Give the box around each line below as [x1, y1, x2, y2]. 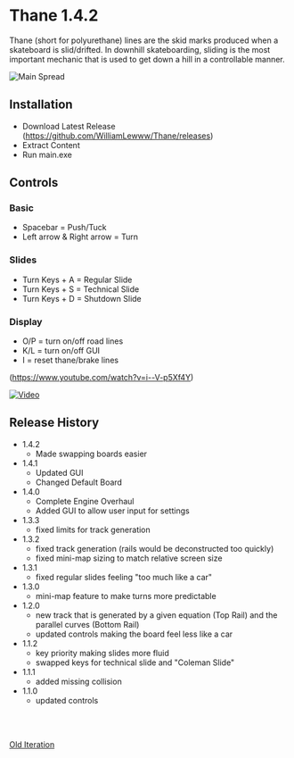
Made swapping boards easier [35, 448, 148, 459]
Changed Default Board [35, 477, 123, 487]
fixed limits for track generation [35, 524, 151, 535]
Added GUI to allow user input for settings [35, 505, 190, 516]
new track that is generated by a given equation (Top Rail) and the [35, 609, 278, 621]
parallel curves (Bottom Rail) [35, 619, 140, 629]
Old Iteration [9, 738, 55, 750]
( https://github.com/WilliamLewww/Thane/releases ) [21, 130, 214, 141]
